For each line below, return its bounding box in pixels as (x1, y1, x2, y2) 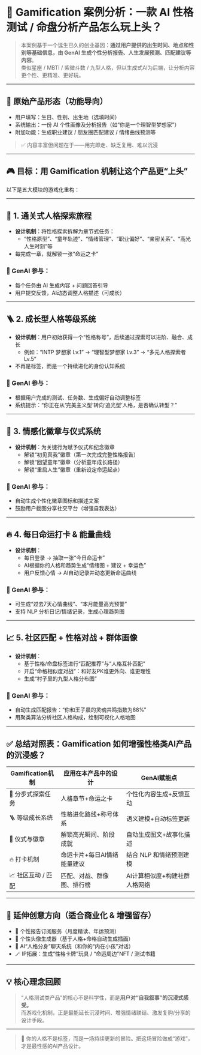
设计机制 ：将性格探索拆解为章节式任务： (14, 228, 115, 235)
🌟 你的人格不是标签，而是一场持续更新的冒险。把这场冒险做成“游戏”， (20, 1035, 193, 1042)
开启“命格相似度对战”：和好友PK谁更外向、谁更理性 (23, 667, 151, 674)
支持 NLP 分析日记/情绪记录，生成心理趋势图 (14, 608, 125, 615)
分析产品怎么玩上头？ (57, 20, 163, 34)
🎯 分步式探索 (9, 790, 45, 798)
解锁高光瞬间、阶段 (60, 830, 115, 838)
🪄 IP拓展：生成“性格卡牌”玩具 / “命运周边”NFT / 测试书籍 (14, 950, 156, 957)
